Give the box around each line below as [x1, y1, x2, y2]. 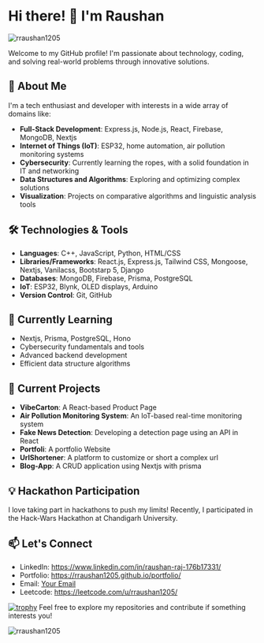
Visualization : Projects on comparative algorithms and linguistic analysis [19, 191, 257, 200]
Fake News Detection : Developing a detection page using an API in [19, 428, 239, 437]
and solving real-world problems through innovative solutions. [8, 57, 210, 66]
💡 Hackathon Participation [8, 484, 140, 497]
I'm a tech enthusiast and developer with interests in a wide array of [8, 100, 229, 110]
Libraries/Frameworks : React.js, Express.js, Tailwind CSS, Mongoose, [19, 256, 248, 266]
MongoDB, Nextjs [19, 132, 77, 142]
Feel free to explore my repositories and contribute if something [39, 602, 246, 611]
